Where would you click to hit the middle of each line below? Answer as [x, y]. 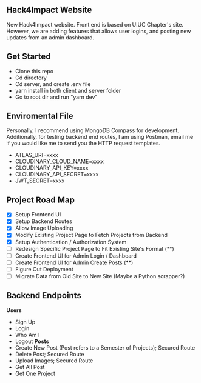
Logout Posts [32, 341]
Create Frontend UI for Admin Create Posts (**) [74, 262]
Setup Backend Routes [44, 221]
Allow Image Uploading [44, 228]
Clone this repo [34, 71]
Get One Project [35, 373]
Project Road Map [40, 200]
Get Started [29, 57]
